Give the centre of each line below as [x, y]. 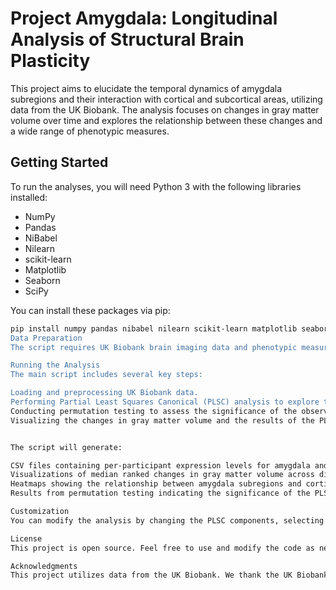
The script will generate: [66, 447]
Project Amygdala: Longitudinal [144, 18]
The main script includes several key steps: [106, 375]
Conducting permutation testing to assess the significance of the [154, 411]
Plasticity [50, 61]
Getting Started [59, 162]
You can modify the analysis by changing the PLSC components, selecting [167, 520]
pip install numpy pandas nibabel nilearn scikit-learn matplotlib [154, 328]
